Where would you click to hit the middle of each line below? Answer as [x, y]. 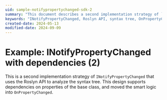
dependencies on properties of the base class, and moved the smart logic [81, 87]
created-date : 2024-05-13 [32, 23]
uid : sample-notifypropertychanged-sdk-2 [49, 10]
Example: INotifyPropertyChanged [78, 52]
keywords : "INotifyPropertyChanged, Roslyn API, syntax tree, [71, 19]
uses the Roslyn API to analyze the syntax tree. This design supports [75, 82]
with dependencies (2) [53, 63]
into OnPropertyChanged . [29, 92]
